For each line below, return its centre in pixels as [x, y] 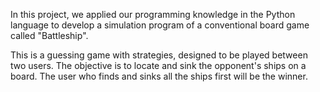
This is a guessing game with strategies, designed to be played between [159, 55]
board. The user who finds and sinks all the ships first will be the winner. [159, 76]
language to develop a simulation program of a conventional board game [160, 25]
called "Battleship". [49, 35]
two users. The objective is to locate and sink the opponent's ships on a [158, 65]
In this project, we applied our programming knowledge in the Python [153, 14]
